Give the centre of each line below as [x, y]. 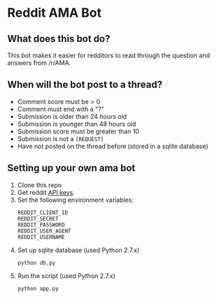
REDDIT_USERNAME [41, 237]
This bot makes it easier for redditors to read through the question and [108, 55]
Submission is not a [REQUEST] [61, 138]
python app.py [38, 289]
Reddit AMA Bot [54, 13]
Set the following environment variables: [76, 200]
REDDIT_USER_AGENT [44, 231]
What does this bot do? [59, 39]
